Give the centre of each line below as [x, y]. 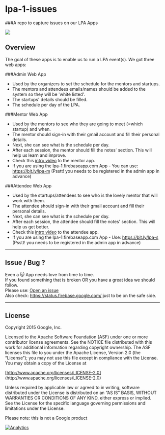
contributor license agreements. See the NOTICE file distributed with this [79, 342]
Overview [20, 48]
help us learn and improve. [39, 155]
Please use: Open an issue [32, 290]
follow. [12, 285]
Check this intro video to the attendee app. [55, 232]
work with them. [28, 200]
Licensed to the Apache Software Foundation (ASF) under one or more [77, 337]
